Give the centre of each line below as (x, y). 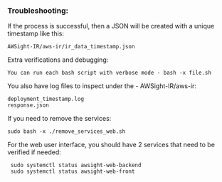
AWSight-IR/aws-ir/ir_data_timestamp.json (71, 47)
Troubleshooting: (38, 11)
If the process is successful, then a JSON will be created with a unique (111, 26)
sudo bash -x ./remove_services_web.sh (67, 132)
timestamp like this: (36, 33)
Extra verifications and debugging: (58, 60)
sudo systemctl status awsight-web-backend (76, 166)
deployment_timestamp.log (46, 99)
